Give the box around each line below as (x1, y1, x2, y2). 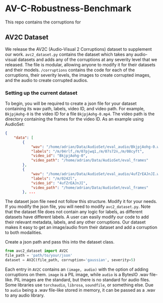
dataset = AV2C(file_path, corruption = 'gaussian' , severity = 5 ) (5, 258, 136, 263)
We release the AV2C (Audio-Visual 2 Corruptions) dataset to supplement (5, 46, 152, 52)
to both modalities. (5, 230, 42, 236)
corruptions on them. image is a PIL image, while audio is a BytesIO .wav (5, 271, 149, 277)
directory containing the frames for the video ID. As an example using (5, 116, 144, 122)
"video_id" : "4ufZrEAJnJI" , (31, 181, 88, 185)
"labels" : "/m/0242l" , (31, 176, 77, 181)
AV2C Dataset (5, 33, 49, 41)
